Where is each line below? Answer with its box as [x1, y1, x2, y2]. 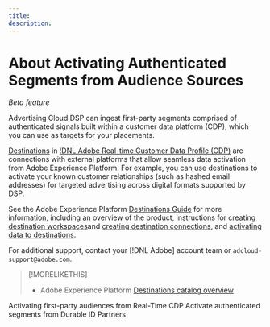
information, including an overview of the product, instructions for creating [8, 213, 256, 222]
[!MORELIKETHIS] [27, 270, 88, 279]
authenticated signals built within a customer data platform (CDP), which [8, 122, 249, 131]
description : [8, 19, 52, 27]
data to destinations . [8, 230, 77, 240]
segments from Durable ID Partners [8, 309, 127, 319]
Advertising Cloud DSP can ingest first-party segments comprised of [8, 114, 238, 123]
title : [8, 11, 31, 20]
